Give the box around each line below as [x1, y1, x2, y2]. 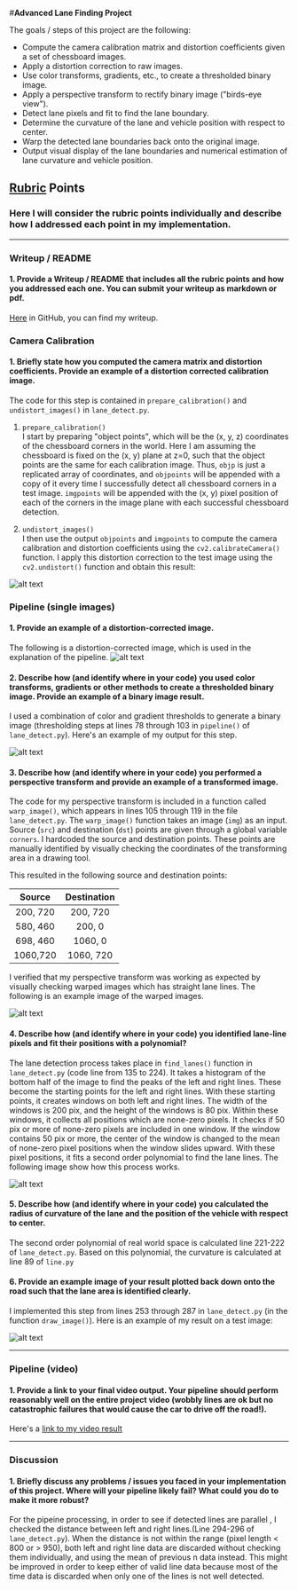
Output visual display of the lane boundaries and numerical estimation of [21, 146, 288, 156]
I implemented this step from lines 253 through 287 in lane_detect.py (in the [9, 1306, 288, 1317]
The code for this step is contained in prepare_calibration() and [9, 395, 247, 405]
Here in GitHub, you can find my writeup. [9, 312, 159, 323]
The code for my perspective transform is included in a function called [9, 796, 267, 807]
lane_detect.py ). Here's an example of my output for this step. [9, 729, 238, 740]
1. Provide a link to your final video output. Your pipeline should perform [9, 1384, 279, 1396]
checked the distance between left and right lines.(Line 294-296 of [9, 1523, 255, 1534]
